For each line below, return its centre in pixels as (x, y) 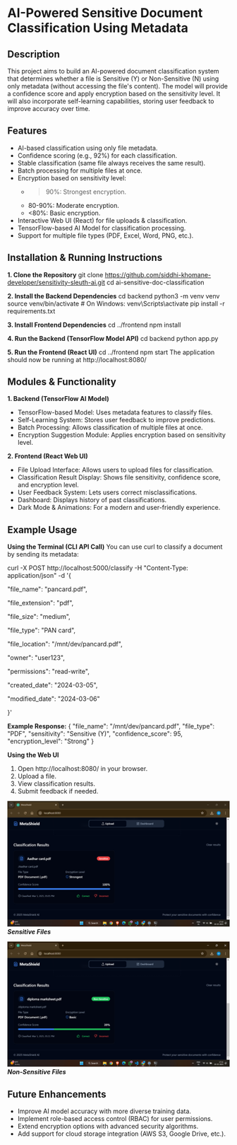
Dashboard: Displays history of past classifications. (92, 500)
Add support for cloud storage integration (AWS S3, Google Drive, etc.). (121, 1134)
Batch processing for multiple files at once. (80, 170)
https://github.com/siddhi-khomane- (158, 274)
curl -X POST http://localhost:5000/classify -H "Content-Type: (98, 568)
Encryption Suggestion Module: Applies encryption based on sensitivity (121, 435)
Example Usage (42, 529)
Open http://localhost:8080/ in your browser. (83, 769)
